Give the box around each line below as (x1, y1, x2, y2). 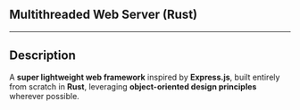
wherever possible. (9, 90, 80, 101)
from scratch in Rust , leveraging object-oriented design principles (9, 80, 257, 92)
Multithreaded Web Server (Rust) (9, 7, 198, 22)
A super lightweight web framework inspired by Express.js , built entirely (9, 72, 280, 82)
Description (9, 48, 76, 63)
